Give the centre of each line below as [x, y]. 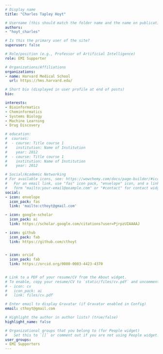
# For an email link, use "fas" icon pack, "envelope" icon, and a [77, 184]
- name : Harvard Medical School [38, 76]
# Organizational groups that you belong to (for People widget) [72, 331]
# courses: [17, 139]
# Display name [20, 9]
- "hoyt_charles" [23, 32]
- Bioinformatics [23, 107]
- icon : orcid [19, 255]
